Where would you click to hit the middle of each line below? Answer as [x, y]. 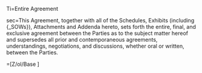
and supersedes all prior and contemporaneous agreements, [82, 40]
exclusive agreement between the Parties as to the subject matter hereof [97, 33]
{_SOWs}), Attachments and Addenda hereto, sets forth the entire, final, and [101, 27]
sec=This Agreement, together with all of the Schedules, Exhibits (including [100, 20]
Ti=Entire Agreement [32, 9]
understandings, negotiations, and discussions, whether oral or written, [95, 46]
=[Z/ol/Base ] [23, 64]
